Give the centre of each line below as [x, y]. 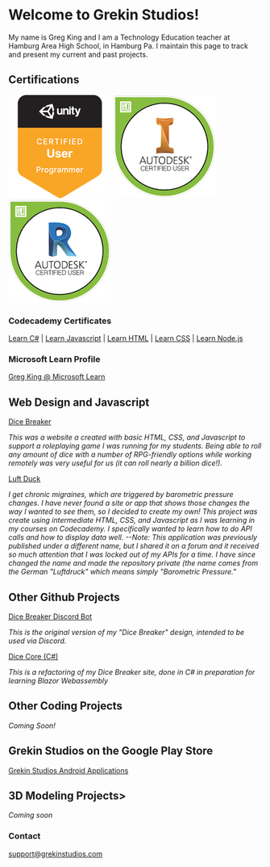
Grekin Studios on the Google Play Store [111, 751]
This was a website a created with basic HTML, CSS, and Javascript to [127, 437]
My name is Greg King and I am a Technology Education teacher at [119, 37]
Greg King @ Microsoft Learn [57, 377]
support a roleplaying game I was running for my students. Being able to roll [135, 446]
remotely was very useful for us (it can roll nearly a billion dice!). [116, 463]
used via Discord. [37, 641]
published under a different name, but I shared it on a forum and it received [134, 546]
